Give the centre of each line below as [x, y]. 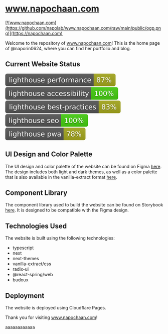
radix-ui [21, 269]
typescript [23, 248]
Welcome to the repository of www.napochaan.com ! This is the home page [83, 43]
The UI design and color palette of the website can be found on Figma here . [83, 166]
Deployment [25, 296]
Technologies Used [36, 226]
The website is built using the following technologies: [60, 238]
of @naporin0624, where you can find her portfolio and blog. [68, 48]
